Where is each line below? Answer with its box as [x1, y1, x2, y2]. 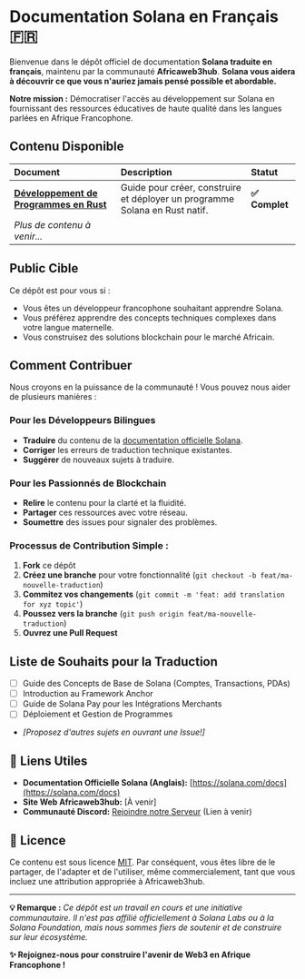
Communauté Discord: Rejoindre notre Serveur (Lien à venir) [22, 806, 252, 817]
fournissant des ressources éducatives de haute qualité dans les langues [9, 103, 282, 114]
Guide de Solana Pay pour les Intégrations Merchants [22, 698, 222, 709]
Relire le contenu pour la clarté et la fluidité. [22, 497, 187, 508]
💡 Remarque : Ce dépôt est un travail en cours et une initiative [9, 902, 243, 913]
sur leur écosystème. [9, 931, 88, 942]
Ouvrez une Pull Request [22, 628, 118, 638]
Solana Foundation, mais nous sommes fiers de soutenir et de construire [9, 922, 282, 933]
